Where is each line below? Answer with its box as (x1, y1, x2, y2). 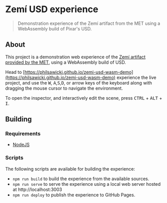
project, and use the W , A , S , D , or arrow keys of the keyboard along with (5, 79, 152, 86)
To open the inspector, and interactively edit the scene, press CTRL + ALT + (5, 95, 162, 101)
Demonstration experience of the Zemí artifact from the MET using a (17, 20, 160, 26)
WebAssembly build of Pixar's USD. (17, 25, 92, 31)
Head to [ (5, 69, 25, 75)
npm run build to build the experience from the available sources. (12, 176, 149, 182)
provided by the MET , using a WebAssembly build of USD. (5, 59, 127, 65)
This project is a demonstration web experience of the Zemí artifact (5, 54, 146, 60)
